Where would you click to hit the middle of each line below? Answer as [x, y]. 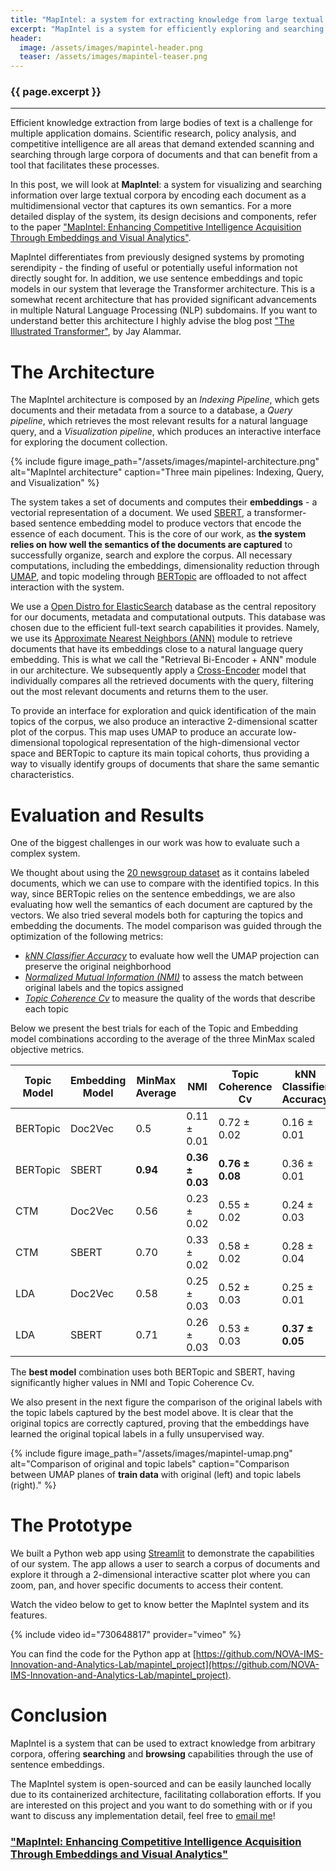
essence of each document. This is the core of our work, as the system [158, 534]
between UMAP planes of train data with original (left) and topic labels [156, 1475]
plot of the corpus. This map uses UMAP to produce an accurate [143, 732]
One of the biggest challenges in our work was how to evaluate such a [155, 843]
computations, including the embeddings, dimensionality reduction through [165, 566]
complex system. [45, 853]
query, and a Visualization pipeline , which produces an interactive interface [166, 432]
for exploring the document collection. [89, 442]
